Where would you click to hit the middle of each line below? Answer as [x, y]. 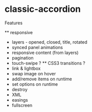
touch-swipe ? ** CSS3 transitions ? [48, 63]
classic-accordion [43, 9]
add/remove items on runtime [42, 79]
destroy [20, 89]
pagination [23, 57]
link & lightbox [26, 68]
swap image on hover [34, 73]
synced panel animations [37, 47]
